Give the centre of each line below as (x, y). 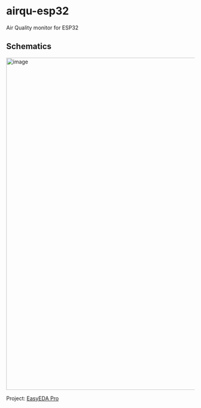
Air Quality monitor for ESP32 (42, 28)
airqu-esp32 (38, 11)
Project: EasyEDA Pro (33, 398)
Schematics (29, 46)
